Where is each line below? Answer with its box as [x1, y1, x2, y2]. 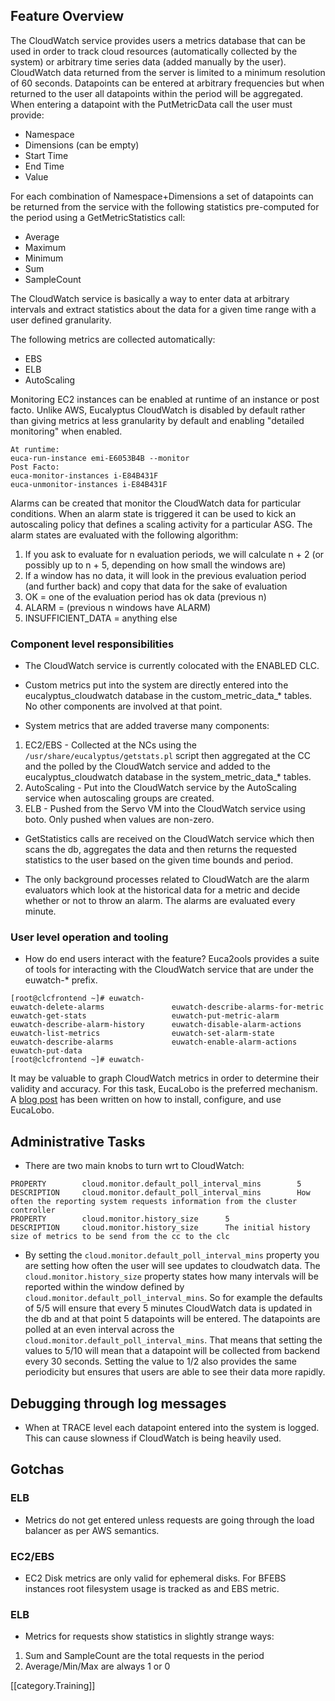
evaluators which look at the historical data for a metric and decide [24, 884, 301, 896]
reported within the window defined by [24, 1281, 185, 1293]
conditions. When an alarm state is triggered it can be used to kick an [10, 507, 297, 519]
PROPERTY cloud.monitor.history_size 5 [10, 1214, 230, 1224]
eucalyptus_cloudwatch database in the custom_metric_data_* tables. [24, 690, 313, 702]
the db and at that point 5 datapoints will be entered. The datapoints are [24, 1313, 321, 1325]
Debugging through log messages [10, 1395, 227, 1412]
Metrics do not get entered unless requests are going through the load [24, 1514, 315, 1526]
